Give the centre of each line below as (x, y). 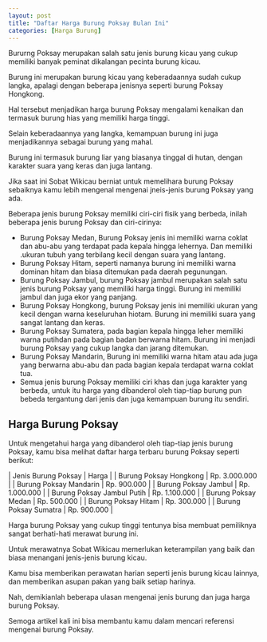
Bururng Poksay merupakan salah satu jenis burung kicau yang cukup (123, 53)
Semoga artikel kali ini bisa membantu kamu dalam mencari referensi (121, 621)
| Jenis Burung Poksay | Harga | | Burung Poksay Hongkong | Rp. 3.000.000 (133, 476)
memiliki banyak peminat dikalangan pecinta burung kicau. (104, 61)
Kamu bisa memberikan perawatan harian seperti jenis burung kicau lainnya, (134, 573)
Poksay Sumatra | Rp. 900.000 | (61, 510)
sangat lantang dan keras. (62, 323)
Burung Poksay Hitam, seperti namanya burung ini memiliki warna (128, 264)
